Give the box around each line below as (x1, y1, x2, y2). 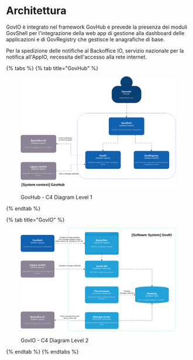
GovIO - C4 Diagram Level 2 (20, 337, 89, 344)
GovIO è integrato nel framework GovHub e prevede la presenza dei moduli (6, 23, 188, 30)
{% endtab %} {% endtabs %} (6, 348, 79, 355)
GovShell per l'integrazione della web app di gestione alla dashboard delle (6, 29, 185, 36)
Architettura (6, 4, 67, 18)
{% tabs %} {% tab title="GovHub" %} (6, 64, 98, 71)
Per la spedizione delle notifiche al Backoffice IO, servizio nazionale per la (6, 47, 184, 54)
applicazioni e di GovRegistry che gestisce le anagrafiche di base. (6, 36, 165, 43)
